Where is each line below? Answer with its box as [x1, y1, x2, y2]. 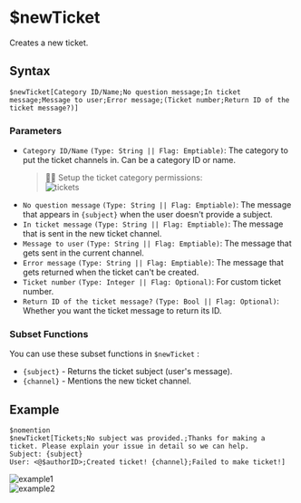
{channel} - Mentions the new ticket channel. [22, 375, 192, 387]
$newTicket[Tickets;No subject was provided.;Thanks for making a [9, 434, 266, 443]
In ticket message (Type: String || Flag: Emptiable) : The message [22, 218, 284, 229]
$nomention [9, 426, 51, 435]
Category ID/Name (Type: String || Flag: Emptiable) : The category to [22, 145, 288, 156]
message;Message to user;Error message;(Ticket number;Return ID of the [9, 95, 290, 104]
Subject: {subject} [9, 450, 83, 459]
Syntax [9, 63, 51, 79]
